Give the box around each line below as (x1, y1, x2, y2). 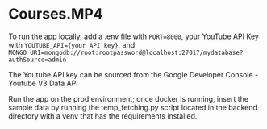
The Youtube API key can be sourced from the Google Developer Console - (8, 69, 259, 79)
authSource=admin (8, 56, 67, 64)
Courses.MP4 (8, 5, 103, 23)
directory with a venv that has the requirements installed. (8, 110, 198, 121)
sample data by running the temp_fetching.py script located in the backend (8, 102, 258, 112)
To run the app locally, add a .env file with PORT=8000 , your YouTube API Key (8, 31, 260, 41)
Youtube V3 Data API (8, 78, 78, 88)
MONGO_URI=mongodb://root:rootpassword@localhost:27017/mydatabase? (8, 48, 244, 56)
